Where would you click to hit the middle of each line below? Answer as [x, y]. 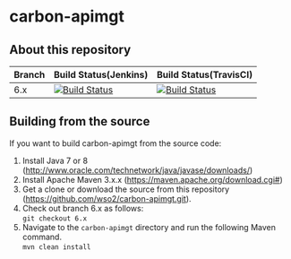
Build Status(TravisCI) [205, 75]
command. [42, 237]
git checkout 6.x [55, 218]
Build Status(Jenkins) [101, 75]
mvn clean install [56, 247]
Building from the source [80, 121]
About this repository [70, 50]
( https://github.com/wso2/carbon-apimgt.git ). [107, 198]
